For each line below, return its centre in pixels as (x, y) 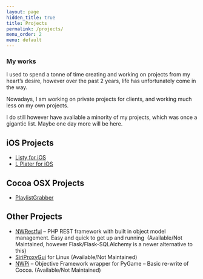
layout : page (23, 12)
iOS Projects (30, 143)
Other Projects (34, 217)
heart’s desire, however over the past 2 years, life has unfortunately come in (101, 81)
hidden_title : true (31, 18)
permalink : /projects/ (35, 29)
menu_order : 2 (24, 35)
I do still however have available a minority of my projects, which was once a (102, 117)
